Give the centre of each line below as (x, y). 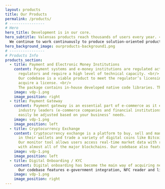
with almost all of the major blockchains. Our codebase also (83, 147)
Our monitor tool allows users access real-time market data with (87, 142)
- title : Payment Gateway (36, 101)
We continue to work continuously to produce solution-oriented (77, 42)
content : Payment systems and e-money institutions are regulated (83, 69)
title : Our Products (26, 14)
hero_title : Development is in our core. (48, 32)
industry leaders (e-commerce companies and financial (75, 110)
